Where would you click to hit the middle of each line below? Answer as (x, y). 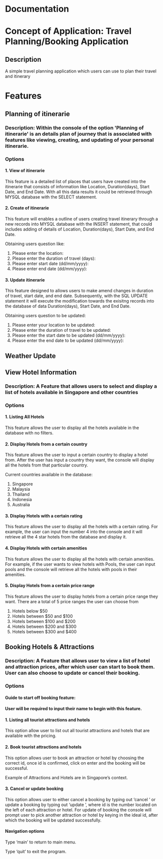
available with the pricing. (31, 736)
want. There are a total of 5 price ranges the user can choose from (72, 601)
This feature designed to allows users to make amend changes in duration (79, 291)
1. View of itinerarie (25, 171)
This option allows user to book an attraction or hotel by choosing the (75, 758)
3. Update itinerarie (25, 280)
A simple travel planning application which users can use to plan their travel (81, 71)
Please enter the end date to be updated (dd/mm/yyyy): (68, 340)
